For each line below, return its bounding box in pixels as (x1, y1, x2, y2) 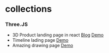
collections (5, 3, 52, 15)
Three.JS (5, 21, 28, 28)
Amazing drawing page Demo (12, 43, 73, 49)
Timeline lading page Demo (12, 37, 69, 43)
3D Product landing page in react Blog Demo (12, 32, 104, 38)
